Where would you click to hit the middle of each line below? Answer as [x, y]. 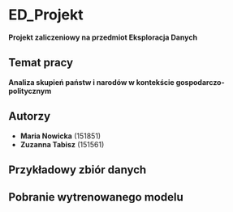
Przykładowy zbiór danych [78, 170]
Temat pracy [41, 63]
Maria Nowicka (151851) [60, 136]
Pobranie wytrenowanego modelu [96, 197]
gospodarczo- [200, 82]
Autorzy [30, 116]
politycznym [30, 91]
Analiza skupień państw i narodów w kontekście [91, 82]
